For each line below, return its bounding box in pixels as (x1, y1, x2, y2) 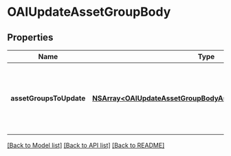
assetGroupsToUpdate (10, 93, 86, 103)
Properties (7, 32, 54, 43)
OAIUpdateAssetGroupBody (7, 4, 171, 20)
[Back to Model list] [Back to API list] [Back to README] (7, 142, 165, 149)
